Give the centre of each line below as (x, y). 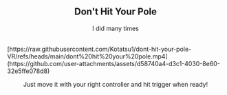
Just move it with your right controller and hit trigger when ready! (116, 84)
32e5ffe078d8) (29, 71)
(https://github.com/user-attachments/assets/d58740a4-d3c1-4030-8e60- (113, 63)
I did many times (116, 28)
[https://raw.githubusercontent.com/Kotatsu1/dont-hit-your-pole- (99, 49)
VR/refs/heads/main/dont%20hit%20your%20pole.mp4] (87, 56)
